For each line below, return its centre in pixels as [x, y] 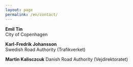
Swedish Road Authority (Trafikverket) [45, 49]
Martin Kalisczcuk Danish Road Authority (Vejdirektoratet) [67, 59]
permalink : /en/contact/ [32, 15]
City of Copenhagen [26, 34]
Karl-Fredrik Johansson [31, 44]
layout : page [19, 10]
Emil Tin [14, 29]
